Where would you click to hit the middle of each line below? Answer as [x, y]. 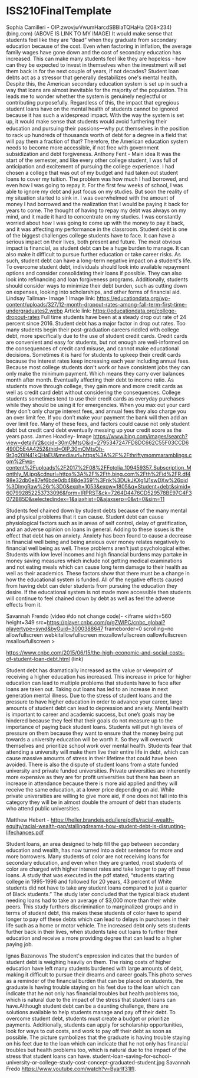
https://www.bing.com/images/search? [141, 436]
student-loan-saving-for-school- [132, 1056]
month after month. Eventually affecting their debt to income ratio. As [90, 380]
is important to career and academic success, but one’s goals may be [90, 714]
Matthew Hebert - [28, 820]
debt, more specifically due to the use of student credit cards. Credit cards [97, 336]
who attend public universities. [43, 808]
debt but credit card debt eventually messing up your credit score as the [94, 430]
